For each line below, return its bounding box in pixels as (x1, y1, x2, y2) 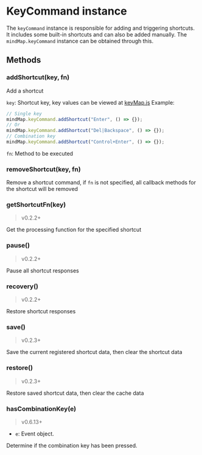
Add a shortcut (6, 87, 44, 94)
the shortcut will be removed (6, 186, 78, 193)
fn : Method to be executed (6, 150, 74, 157)
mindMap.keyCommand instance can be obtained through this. (6, 37, 154, 44)
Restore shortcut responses (6, 308, 76, 315)
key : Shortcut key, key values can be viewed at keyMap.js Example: (6, 99, 175, 106)
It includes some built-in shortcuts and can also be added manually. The (6, 30, 187, 38)
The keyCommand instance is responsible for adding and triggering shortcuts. (6, 24, 195, 32)
